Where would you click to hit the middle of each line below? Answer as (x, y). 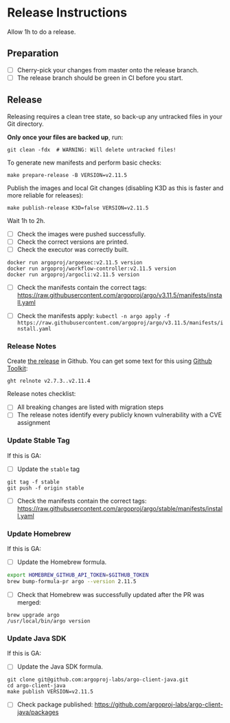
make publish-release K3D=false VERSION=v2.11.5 (78, 208)
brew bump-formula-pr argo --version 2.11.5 (72, 582)
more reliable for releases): (45, 195)
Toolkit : (18, 368)
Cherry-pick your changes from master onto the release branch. (108, 70)
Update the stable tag (48, 469)
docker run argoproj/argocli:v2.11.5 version (73, 274)
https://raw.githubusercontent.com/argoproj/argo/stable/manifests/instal (120, 508)
